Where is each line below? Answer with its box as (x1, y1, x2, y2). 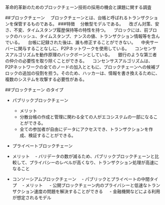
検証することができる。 (28, 133, 76, 138)
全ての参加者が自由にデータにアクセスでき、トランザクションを (19, 126, 149, 132)
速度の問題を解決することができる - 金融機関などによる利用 (33, 189, 161, 194)
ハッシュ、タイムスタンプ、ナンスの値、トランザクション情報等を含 (18, 34, 156, 39)
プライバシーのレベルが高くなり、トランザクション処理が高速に (29, 160, 159, 165)
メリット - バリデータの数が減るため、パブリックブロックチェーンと (12, 153, 155, 159)
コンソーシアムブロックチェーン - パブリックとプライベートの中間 (12, 176, 150, 182)
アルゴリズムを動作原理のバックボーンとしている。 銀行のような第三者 (9, 52, 157, 58)
